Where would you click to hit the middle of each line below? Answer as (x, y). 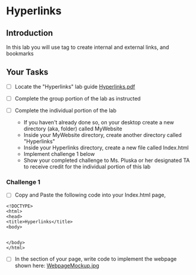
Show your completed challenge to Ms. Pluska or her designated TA (107, 160)
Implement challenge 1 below (59, 154)
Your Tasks (27, 72)
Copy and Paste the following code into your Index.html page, (90, 195)
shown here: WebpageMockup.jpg (57, 265)
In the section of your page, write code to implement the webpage (96, 259)
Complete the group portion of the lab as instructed (78, 98)
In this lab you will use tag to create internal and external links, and (88, 47)
